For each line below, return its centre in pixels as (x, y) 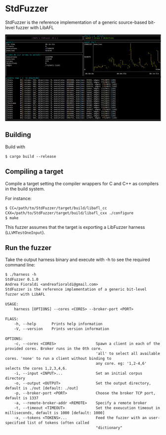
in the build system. (25, 189)
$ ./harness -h (21, 275)
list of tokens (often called (58, 423)
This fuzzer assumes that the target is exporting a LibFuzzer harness (75, 227)
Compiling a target (34, 172)
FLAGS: (12, 319)
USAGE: (12, 304)
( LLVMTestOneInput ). (25, 232)
